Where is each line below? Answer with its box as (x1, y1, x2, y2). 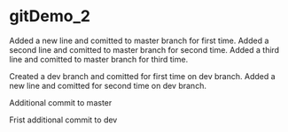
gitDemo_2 (9, 6, 91, 26)
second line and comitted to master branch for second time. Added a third (9, 44, 280, 55)
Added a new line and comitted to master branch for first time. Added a (9, 35, 269, 46)
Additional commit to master (9, 97, 113, 107)
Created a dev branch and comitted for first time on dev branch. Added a (9, 70, 276, 81)
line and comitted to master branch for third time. (9, 54, 189, 64)
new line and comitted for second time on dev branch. (9, 80, 206, 91)
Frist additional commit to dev (9, 114, 118, 125)
